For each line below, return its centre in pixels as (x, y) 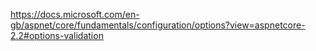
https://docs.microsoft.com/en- (75, 14)
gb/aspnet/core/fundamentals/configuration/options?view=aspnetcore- (158, 25)
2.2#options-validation (57, 35)
